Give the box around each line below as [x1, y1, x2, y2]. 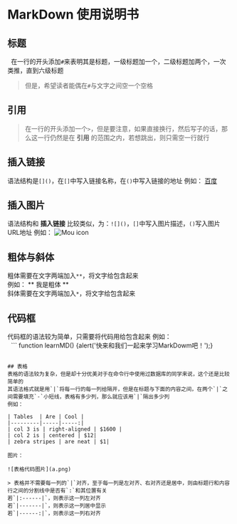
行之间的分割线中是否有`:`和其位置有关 [7, 487, 107, 495]
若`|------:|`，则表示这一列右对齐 [7, 510, 101, 517]
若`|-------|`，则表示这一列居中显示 [7, 503, 107, 510]
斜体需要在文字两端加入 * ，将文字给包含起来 [7, 289, 136, 298]
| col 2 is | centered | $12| [7, 432, 98, 439]
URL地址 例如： [7, 229, 53, 237]
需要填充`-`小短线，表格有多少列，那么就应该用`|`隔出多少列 [12, 393, 170, 401]
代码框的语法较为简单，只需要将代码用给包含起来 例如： [7, 332, 172, 341]
